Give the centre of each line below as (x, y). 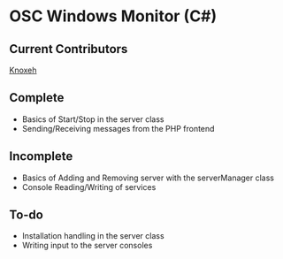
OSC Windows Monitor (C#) (113, 16)
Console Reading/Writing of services (89, 187)
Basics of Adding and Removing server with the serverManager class (148, 178)
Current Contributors (69, 49)
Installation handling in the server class (93, 236)
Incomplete (41, 156)
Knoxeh (23, 70)
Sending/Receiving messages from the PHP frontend (118, 128)
